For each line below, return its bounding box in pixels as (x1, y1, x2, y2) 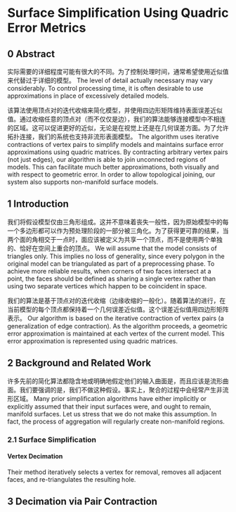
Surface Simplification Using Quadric (7, 5, 229, 21)
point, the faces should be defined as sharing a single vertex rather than (7, 274, 216, 283)
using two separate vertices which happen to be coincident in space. (7, 281, 207, 290)
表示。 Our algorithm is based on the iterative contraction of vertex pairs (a (7, 314, 225, 322)
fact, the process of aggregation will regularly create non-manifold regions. (7, 417, 225, 425)
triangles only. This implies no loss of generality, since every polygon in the (7, 252, 225, 260)
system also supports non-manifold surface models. (7, 178, 159, 186)
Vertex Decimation (7, 452, 63, 461)
